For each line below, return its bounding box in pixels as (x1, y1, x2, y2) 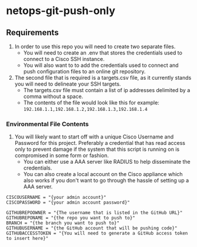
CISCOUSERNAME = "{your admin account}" (6, 195, 107, 201)
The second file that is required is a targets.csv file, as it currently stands (14, 75, 192, 81)
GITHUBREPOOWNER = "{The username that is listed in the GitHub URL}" (6, 210, 183, 216)
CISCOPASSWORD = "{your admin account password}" (6, 199, 131, 206)
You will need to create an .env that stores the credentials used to (23, 49, 182, 56)
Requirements (6, 28, 59, 38)
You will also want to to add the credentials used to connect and (23, 62, 179, 69)
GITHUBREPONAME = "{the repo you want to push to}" (6, 215, 135, 221)
